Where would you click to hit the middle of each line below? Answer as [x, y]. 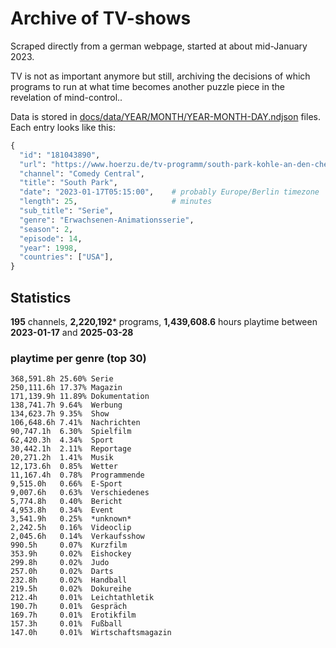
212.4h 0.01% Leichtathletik [82, 598]
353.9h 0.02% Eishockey [71, 554]
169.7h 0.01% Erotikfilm [73, 615]
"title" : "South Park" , [68, 183]
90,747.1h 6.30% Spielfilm [71, 432]
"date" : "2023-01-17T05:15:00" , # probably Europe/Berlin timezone [169, 192]
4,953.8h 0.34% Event [62, 510]
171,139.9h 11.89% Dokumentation [80, 397]
